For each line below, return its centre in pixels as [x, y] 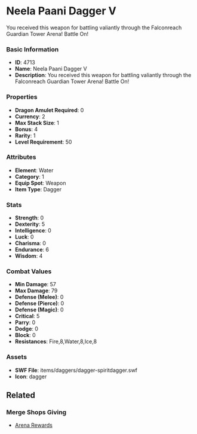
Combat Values [29, 271]
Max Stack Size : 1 [37, 123]
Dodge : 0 [27, 329]
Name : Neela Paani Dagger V [51, 69]
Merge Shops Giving [36, 412]
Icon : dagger [31, 376]
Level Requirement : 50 [43, 142]
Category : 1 [30, 176]
